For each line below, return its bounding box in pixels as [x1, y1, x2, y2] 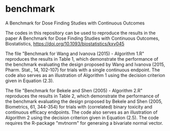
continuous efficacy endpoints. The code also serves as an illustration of [5, 109, 158, 115]
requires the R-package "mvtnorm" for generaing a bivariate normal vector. [5, 120, 163, 126]
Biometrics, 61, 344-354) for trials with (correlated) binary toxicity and [5, 103, 153, 110]
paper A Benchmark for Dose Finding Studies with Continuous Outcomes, [5, 35, 160, 41]
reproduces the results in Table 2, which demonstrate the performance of [5, 93, 159, 99]
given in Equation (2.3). [5, 77, 54, 84]
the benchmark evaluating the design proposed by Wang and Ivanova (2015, [5, 61, 165, 67]
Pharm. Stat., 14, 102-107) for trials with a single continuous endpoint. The [5, 67, 160, 73]
